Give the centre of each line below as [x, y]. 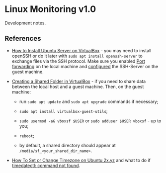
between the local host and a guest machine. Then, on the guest [78, 86]
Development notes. [25, 23]
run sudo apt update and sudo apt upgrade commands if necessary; [89, 101]
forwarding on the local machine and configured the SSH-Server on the [85, 66]
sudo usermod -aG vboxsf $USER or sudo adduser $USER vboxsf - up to [90, 121]
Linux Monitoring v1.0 [50, 9]
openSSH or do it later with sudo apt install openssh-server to [77, 56]
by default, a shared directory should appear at [68, 145]
